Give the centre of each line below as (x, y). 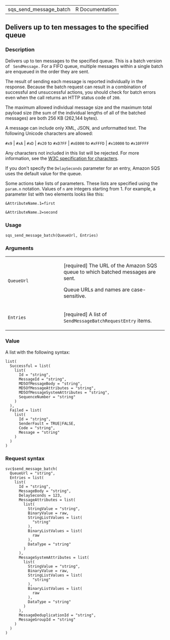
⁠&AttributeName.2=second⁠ (31, 212)
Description (20, 50)
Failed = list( (26, 410)
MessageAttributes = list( (47, 500)
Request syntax (25, 458)
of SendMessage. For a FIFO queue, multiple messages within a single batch (84, 66)
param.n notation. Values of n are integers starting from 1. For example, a (80, 189)
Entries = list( (27, 478)
